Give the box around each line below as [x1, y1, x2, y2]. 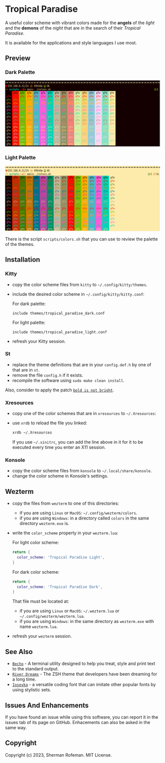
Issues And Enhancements [5, 701, 89, 709]
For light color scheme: [12, 540, 59, 546]
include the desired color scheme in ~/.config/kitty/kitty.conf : [12, 291, 145, 297]
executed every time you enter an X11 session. [12, 445, 106, 450]
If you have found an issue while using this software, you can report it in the [5, 714, 159, 720]
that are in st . [12, 367, 40, 373]
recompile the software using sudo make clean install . [12, 377, 125, 383]
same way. [5, 725, 27, 730]
